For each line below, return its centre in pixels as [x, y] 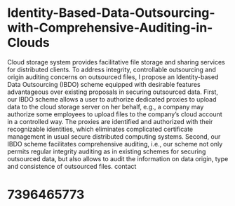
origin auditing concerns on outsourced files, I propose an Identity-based [113, 77]
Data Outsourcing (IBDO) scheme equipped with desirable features [104, 84]
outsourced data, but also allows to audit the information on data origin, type [118, 158]
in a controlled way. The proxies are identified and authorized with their [110, 121]
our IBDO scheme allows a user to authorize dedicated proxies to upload [112, 99]
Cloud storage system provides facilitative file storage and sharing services [116, 62]
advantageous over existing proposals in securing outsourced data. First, [113, 92]
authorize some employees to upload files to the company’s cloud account [115, 114]
